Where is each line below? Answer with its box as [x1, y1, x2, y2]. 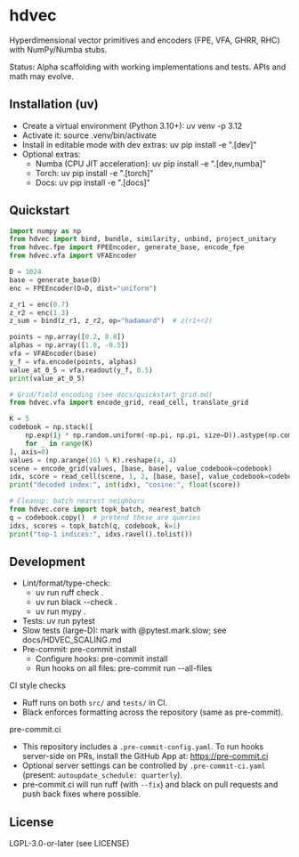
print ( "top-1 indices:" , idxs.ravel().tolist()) [9, 530, 193, 538]
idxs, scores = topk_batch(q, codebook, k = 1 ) [9, 521, 181, 530]
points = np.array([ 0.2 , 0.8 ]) [9, 333, 125, 342]
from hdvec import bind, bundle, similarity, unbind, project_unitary [9, 235, 277, 244]
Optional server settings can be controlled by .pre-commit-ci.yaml [21, 760, 266, 771]
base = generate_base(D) [9, 275, 101, 285]
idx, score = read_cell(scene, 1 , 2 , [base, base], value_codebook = [9, 473, 269, 481]
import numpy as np [9, 226, 82, 236]
